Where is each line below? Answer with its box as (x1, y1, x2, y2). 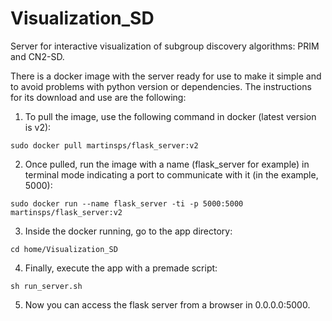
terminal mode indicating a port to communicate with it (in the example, (24, 168, 319, 181)
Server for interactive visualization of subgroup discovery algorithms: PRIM (10, 40, 320, 52)
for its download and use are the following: (10, 91, 187, 103)
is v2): (24, 121, 52, 133)
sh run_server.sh (10, 281, 83, 291)
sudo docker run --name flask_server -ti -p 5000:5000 (10, 198, 244, 209)
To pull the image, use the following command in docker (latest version (24, 110, 317, 122)
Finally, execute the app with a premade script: (24, 262, 218, 274)
